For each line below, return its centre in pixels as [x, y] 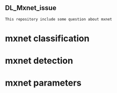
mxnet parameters [43, 83]
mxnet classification [47, 38]
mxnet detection [39, 61]
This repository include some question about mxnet [58, 19]
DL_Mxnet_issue [31, 8]
